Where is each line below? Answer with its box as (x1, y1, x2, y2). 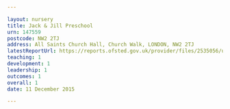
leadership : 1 (7, 66, 48, 74)
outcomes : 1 (7, 73, 41, 80)
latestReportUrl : (7, 48, 57, 54)
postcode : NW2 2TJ (7, 35, 60, 42)
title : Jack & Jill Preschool (7, 22, 94, 29)
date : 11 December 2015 (7, 86, 75, 93)
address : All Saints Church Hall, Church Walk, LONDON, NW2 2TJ (7, 42, 194, 48)
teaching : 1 (7, 54, 41, 61)
